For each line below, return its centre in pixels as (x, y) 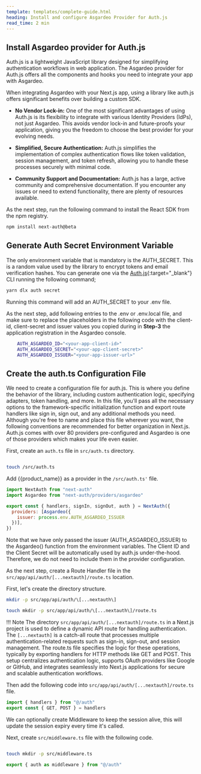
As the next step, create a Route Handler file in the (68, 571)
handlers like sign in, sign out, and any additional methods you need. (91, 414)
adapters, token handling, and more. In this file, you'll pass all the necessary (100, 401)
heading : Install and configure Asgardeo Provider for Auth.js (87, 17)
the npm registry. (27, 216)
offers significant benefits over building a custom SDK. (73, 99)
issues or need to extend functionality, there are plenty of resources (99, 192)
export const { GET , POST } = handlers (56, 708)
